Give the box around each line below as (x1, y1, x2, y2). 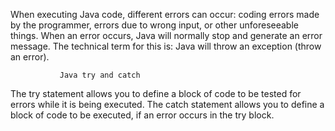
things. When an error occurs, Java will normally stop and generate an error (10, 30, 323, 41)
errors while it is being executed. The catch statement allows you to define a (10, 99, 325, 110)
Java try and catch (59, 70, 141, 80)
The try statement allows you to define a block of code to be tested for (10, 88, 302, 99)
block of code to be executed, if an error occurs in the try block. (10, 109, 275, 121)
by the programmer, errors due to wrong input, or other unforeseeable (10, 19, 299, 31)
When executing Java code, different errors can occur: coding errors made (10, 9, 320, 20)
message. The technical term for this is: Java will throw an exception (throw (10, 40, 322, 52)
